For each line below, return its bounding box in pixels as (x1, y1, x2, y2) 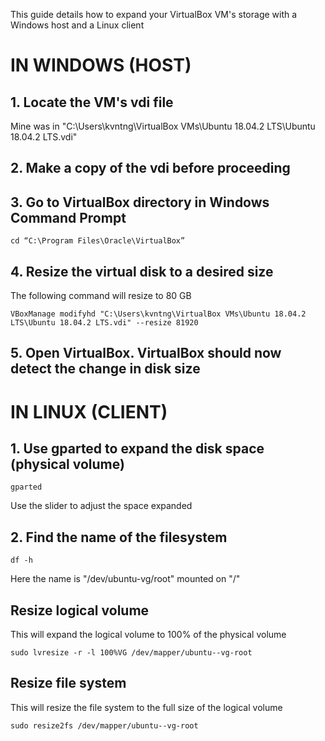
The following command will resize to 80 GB (10, 290, 192, 302)
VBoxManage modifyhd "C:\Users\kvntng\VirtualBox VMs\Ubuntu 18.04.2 (10, 309, 307, 319)
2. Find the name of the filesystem (10, 529, 228, 546)
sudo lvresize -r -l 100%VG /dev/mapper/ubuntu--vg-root (10, 648, 253, 658)
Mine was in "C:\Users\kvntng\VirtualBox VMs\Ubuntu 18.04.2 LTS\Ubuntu (10, 120, 316, 132)
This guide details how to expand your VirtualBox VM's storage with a (10, 9, 298, 20)
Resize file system (10, 675, 127, 692)
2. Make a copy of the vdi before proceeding (10, 160, 291, 177)
